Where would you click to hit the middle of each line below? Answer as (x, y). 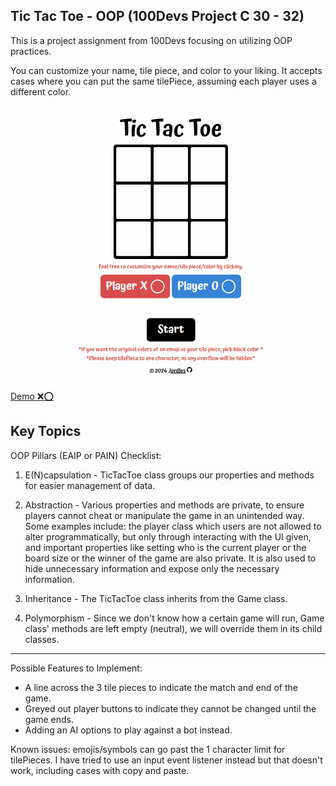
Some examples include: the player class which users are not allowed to (173, 526)
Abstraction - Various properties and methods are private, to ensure (164, 505)
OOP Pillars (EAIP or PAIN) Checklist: (86, 455)
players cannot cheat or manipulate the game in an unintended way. (164, 515)
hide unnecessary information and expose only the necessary (152, 568)
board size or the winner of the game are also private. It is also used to (170, 558)
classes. (42, 639)
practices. (31, 51)
